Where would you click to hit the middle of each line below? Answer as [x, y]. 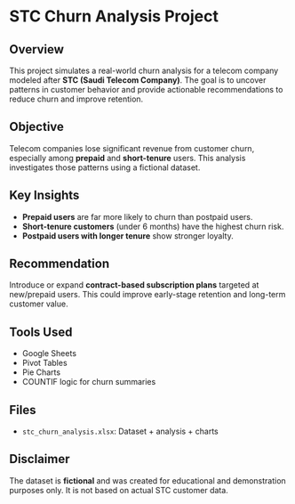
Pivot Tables [45, 363]
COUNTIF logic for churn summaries [89, 382]
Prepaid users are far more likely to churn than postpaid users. [137, 216]
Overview [37, 49]
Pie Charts [41, 372]
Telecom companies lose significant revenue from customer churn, [132, 148]
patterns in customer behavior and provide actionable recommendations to [146, 89]
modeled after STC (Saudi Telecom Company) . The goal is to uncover [138, 80]
